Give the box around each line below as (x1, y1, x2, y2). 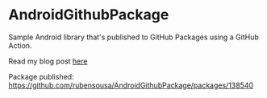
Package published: (8, 71, 74, 81)
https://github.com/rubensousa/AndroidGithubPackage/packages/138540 (8, 80, 254, 90)
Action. (8, 40, 32, 50)
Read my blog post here (8, 56, 88, 66)
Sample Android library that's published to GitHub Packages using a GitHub (8, 32, 260, 42)
